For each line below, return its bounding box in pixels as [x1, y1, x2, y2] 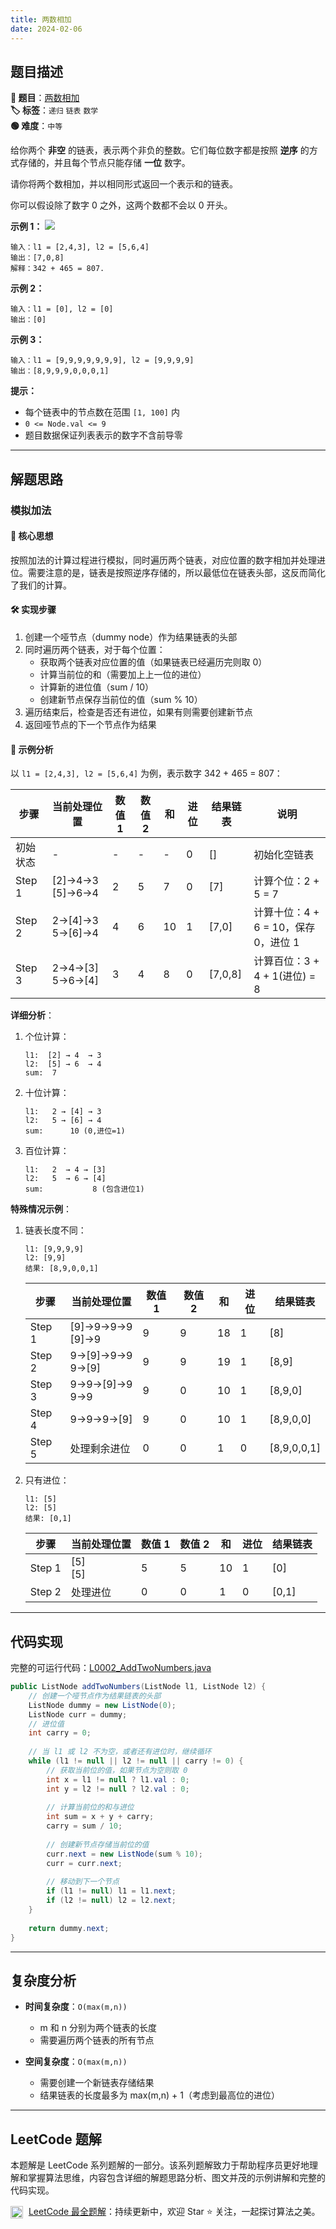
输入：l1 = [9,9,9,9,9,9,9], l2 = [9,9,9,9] [10, 356, 195, 366]
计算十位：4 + [253, 906, 320, 920]
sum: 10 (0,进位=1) [24, 1126, 126, 1136]
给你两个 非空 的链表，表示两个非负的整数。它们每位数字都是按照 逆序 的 [10, 144, 310, 156]
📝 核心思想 [10, 530, 54, 542]
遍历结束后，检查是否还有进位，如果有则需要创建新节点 [24, 706, 253, 718]
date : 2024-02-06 [10, 24, 83, 34]
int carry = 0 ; [28, 1728, 92, 1738]
